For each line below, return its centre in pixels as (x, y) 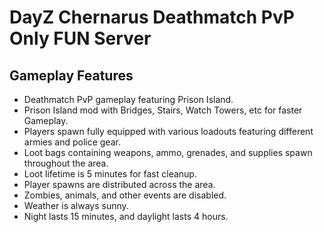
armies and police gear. (72, 142)
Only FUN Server (80, 38)
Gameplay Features (71, 75)
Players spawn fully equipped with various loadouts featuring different (168, 131)
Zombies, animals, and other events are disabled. (125, 195)
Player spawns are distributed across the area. (119, 184)
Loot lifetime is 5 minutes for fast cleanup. (110, 174)
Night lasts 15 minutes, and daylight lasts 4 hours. (126, 216)
